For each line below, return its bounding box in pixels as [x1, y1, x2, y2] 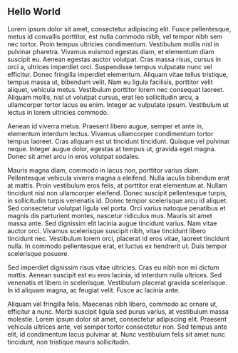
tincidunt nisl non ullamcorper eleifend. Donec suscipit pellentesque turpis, [7, 188, 227, 197]
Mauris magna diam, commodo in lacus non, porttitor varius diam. [7, 165, 201, 174]
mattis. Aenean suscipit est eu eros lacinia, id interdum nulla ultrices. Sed [7, 270, 222, 279]
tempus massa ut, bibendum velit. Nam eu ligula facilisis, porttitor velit [7, 78, 213, 86]
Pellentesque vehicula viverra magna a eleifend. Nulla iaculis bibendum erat [7, 173, 230, 182]
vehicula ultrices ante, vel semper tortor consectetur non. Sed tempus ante [7, 322, 227, 331]
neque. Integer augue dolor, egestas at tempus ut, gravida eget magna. [7, 144, 217, 153]
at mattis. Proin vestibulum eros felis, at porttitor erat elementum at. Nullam [7, 181, 228, 190]
